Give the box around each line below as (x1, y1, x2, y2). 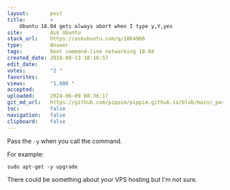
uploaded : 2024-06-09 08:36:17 (7, 93, 109, 100)
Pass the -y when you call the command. (7, 137, 123, 145)
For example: (7, 150, 44, 158)
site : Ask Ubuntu (7, 29, 81, 36)
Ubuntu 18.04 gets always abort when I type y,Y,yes (19, 23, 173, 29)
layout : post (7, 10, 63, 17)
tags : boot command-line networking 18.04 (7, 49, 155, 55)
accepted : (7, 86, 36, 93)
